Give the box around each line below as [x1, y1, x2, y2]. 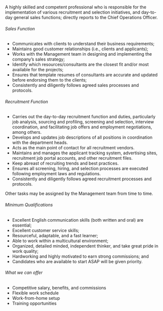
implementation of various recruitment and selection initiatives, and [5, 9, 141, 15]
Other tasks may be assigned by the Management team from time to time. [5, 190, 153, 197]
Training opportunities [12, 300, 57, 306]
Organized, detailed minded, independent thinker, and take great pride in [12, 243, 159, 249]
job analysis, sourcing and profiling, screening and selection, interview [12, 119, 154, 125]
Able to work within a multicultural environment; [12, 238, 109, 244]
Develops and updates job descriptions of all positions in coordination [12, 134, 153, 141]
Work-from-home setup [12, 295, 60, 301]
